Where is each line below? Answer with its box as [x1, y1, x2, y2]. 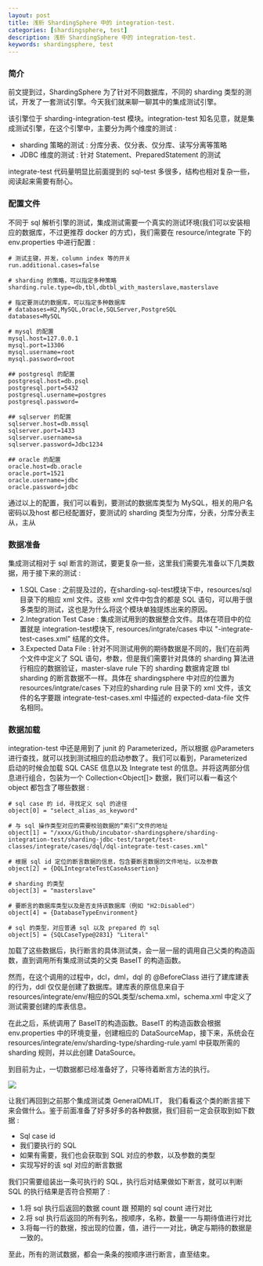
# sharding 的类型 [8, 880, 65, 888]
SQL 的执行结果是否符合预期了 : [8, 1187, 110, 1196]
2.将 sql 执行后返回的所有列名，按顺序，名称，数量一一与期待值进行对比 [19, 1213, 252, 1223]
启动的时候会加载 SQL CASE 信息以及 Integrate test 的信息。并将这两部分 [8, 763, 243, 773]
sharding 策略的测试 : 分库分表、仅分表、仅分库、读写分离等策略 [19, 141, 228, 150]
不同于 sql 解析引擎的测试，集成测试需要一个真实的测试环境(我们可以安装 [8, 218, 244, 227]
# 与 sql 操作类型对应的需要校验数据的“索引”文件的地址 [8, 822, 168, 830]
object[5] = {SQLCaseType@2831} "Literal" [8, 931, 149, 939]
